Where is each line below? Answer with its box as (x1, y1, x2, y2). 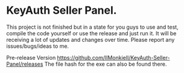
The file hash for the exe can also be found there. (44, 60, 167, 68)
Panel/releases (6, 60, 43, 68)
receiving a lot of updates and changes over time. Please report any (6, 36, 175, 43)
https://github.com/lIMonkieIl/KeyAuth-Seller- (57, 54, 170, 61)
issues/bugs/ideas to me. (6, 42, 69, 50)
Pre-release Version (6, 54, 56, 61)
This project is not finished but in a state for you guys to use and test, (6, 23, 179, 31)
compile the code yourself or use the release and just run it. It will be (6, 29, 177, 36)
